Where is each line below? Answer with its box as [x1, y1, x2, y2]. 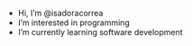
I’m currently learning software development [17, 27, 183, 37]
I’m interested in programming [17, 17, 131, 28]
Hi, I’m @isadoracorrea [17, 8, 104, 18]
